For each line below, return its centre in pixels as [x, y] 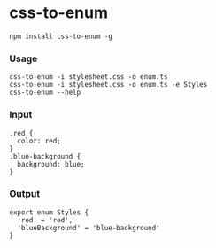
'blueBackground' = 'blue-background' [89, 228]
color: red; [39, 141]
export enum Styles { [49, 212]
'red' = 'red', [45, 220]
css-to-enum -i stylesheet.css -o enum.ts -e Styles [108, 85]
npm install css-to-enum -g [61, 36]
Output [25, 194]
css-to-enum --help [45, 93]
